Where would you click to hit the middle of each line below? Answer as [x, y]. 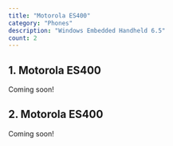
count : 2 [23, 38]
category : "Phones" [41, 23]
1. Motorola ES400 [55, 70]
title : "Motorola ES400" [49, 16]
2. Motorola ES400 [56, 114]
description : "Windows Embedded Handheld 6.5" [87, 30]
